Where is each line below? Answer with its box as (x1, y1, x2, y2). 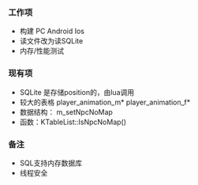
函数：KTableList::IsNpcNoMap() (19, 117, 127, 126)
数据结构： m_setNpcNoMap (19, 107, 113, 116)
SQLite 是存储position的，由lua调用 (19, 87, 135, 96)
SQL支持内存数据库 (19, 158, 83, 168)
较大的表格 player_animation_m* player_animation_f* (19, 97, 191, 107)
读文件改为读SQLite (19, 36, 84, 46)
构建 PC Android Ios (19, 26, 85, 36)
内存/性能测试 (19, 46, 65, 56)
